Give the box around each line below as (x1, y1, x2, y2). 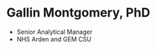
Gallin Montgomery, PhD (6, 5, 151, 21)
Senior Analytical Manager (16, 28, 93, 36)
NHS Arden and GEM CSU (16, 35, 92, 43)
